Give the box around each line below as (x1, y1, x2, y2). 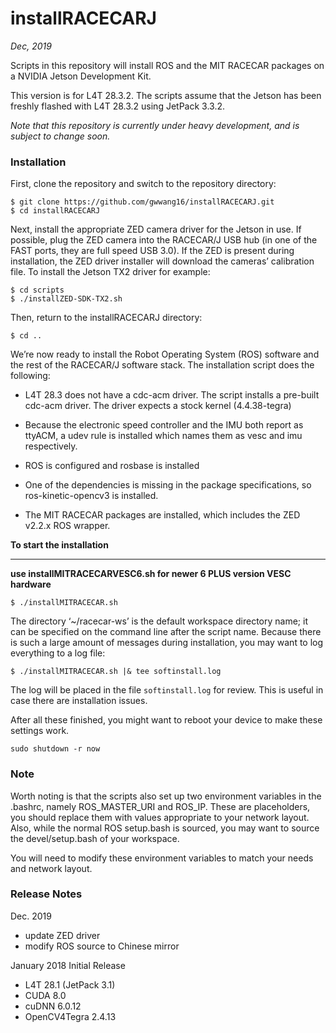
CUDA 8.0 (24, 989, 67, 1001)
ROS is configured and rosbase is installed (24, 460, 200, 472)
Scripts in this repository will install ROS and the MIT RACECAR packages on (10, 59, 325, 71)
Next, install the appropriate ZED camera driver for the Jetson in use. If (10, 223, 302, 236)
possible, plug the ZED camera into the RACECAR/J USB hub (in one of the (10, 234, 318, 246)
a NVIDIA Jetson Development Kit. (10, 70, 152, 82)
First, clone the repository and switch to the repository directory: (10, 178, 277, 190)
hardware (10, 578, 52, 591)
